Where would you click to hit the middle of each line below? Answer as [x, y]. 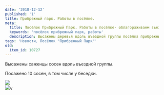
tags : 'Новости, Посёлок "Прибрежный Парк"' [51, 41]
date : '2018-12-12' [25, 9]
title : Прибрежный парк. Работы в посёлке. [50, 18]
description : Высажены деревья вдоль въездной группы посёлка [74, 37]
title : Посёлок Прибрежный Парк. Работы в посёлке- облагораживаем [80, 28]
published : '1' [20, 14]
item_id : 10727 [25, 50]
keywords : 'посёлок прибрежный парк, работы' [57, 32]
